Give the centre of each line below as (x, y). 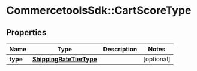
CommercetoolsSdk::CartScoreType (99, 10)
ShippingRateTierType (65, 59)
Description (120, 49)
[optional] (157, 59)
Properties (26, 33)
